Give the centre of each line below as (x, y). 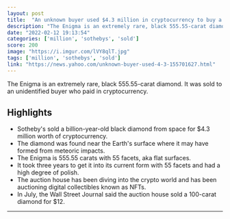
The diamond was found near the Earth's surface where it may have (113, 144)
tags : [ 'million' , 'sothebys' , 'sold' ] (64, 58)
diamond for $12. (41, 202)
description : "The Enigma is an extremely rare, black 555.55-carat (107, 26)
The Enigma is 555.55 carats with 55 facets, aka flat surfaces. (104, 158)
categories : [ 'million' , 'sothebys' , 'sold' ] (73, 39)
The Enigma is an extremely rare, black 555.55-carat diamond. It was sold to (115, 83)
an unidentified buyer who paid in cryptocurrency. (78, 91)
